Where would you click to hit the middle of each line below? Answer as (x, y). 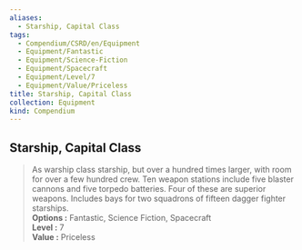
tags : (20, 35)
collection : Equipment (52, 102)
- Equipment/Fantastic (60, 52)
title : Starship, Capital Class (70, 94)
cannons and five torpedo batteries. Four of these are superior (149, 189)
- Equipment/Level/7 (56, 77)
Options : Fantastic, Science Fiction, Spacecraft (121, 218)
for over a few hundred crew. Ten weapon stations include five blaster (162, 179)
